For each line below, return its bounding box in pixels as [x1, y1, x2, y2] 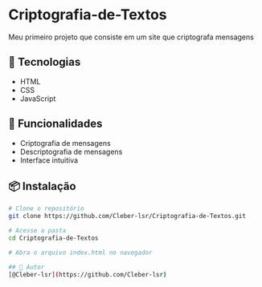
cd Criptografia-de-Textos [8, 234, 99, 242]
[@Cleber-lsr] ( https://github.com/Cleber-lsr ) [8, 270, 167, 278]
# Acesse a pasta [8, 227, 67, 235]
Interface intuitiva [19, 155, 79, 165]
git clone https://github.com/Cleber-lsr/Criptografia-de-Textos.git [8, 212, 247, 220]
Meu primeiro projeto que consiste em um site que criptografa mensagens [8, 32, 255, 42]
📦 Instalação [8, 179, 76, 193]
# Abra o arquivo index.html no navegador [8, 249, 153, 257]
